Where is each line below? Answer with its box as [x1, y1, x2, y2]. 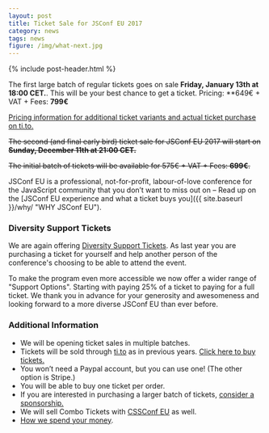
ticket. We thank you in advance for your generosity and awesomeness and [8, 291, 260, 301]
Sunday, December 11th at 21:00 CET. [8, 145, 137, 155]
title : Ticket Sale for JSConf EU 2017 [8, 19, 143, 27]
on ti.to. [8, 121, 34, 131]
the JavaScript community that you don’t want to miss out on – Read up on [8, 185, 257, 195]
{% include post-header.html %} [8, 64, 116, 74]
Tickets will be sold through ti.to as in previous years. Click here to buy [19, 347, 256, 356]
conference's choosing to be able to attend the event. [8, 258, 187, 267]
